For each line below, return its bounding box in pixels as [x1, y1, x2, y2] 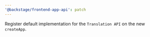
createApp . [5, 26, 27, 32]
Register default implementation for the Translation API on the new [5, 21, 145, 27]
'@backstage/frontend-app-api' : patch [5, 7, 86, 12]
